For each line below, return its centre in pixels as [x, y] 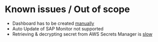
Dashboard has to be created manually [53, 23]
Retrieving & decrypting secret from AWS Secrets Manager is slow [82, 34]
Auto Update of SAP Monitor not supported [58, 28]
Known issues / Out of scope [67, 9]
